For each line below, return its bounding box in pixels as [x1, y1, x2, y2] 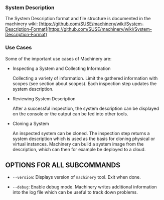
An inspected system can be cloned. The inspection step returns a [12, 130, 150, 136]
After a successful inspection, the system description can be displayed [12, 105, 159, 111]
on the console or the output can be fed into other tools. [12, 110, 128, 117]
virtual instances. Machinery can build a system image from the [12, 141, 144, 147]
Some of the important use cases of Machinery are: [5, 55, 112, 61]
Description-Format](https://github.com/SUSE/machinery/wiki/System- [5, 26, 152, 32]
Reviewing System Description [12, 95, 76, 102]
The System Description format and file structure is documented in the [5, 16, 151, 22]
